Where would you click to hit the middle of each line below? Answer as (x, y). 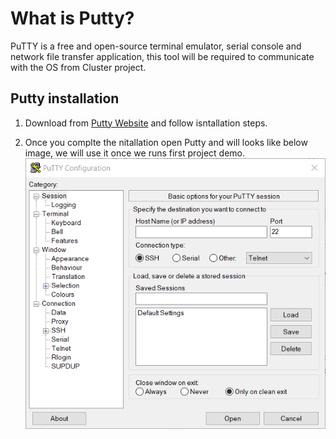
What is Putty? (72, 18)
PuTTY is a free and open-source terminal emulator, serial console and (156, 46)
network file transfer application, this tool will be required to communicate (162, 56)
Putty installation (65, 98)
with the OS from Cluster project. (78, 67)
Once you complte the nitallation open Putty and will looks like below (166, 142)
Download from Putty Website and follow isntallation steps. (146, 123)
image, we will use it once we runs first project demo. (135, 153)
